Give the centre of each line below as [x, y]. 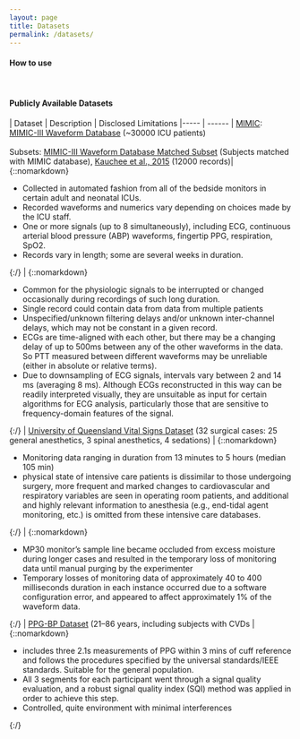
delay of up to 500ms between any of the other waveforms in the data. [153, 347]
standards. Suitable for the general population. [108, 669]
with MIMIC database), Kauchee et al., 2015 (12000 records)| [122, 161]
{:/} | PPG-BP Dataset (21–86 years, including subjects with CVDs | [132, 623]
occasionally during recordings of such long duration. [121, 299]
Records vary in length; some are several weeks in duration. [133, 254]
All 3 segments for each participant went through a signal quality [141, 679]
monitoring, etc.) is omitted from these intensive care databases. [141, 514]
